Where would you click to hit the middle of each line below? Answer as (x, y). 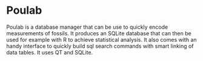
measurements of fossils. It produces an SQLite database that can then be (99, 33)
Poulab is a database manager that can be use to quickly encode (87, 27)
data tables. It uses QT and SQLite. (50, 52)
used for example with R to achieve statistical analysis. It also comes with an (101, 39)
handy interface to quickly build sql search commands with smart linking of (100, 46)
